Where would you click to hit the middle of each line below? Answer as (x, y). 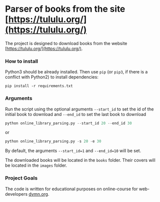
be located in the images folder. (36, 165)
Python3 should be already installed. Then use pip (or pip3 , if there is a (76, 72)
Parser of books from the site (65, 9)
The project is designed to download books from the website (66, 43)
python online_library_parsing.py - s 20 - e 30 (53, 141)
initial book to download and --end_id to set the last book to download (76, 114)
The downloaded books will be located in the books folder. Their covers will (80, 160)
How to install (21, 61)
